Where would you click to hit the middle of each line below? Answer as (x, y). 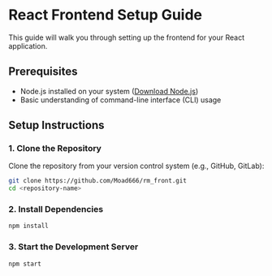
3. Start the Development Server (73, 247)
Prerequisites (43, 72)
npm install (28, 226)
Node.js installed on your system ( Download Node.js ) (109, 91)
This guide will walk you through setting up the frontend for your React (127, 37)
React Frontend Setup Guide (106, 15)
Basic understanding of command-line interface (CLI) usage (121, 100)
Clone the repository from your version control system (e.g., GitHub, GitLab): (136, 166)
